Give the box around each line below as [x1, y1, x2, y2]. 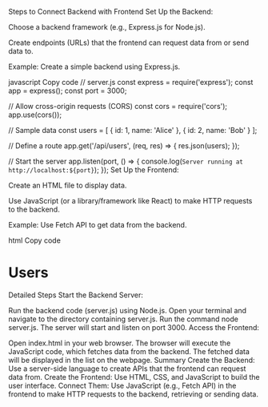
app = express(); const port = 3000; [8, 86, 127, 95]
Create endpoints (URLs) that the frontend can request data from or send [8, 38, 250, 47]
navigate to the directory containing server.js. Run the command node [8, 314, 238, 324]
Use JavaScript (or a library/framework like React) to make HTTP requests [8, 196, 253, 205]
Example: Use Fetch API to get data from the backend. [8, 220, 187, 229]
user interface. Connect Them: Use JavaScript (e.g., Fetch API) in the [8, 381, 237, 390]
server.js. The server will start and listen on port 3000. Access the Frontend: [8, 322, 260, 332]
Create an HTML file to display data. [8, 180, 127, 190]
